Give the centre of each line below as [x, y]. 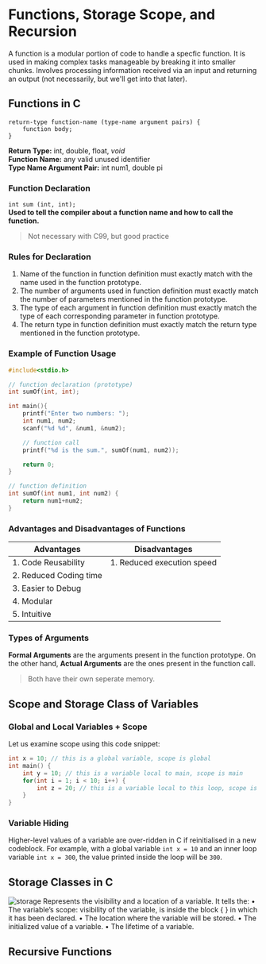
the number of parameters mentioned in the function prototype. [123, 299]
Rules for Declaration [50, 256]
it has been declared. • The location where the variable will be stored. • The [132, 918]
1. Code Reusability [48, 563]
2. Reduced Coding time [58, 576]
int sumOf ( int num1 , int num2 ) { [64, 494]
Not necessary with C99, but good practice [98, 237]
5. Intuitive [32, 615]
